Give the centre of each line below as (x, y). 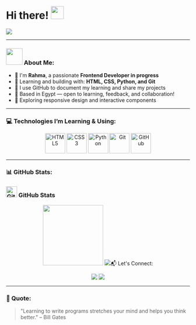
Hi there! (27, 16)
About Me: (39, 63)
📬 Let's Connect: (132, 263)
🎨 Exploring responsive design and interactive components (85, 100)
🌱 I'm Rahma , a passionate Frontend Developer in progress (87, 76)
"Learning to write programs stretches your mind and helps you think (103, 311)
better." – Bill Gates (43, 317)
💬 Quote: (19, 298)
